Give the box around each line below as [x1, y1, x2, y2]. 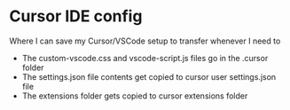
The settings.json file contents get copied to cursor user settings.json [21, 71, 277, 82]
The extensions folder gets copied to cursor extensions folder [21, 90, 248, 101]
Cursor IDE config [9, 6, 143, 27]
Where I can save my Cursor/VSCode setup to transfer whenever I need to [9, 35, 281, 46]
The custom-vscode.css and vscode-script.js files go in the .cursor [21, 52, 269, 63]
